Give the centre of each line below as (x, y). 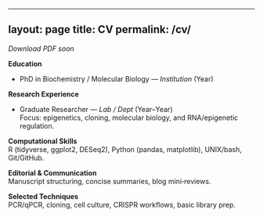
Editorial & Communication (52, 172)
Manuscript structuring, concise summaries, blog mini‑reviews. (110, 181)
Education (25, 63)
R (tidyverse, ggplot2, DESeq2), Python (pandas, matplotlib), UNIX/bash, (125, 149)
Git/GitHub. (26, 157)
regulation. (37, 125)
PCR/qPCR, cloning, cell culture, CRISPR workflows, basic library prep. (122, 204)
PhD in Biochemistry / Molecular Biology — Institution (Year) (116, 78)
